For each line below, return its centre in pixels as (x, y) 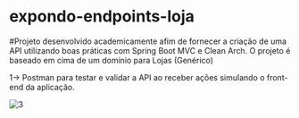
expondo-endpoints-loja (102, 17)
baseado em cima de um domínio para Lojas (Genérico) (112, 60)
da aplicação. (50, 87)
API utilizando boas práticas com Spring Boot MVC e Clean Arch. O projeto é (150, 50)
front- (277, 77)
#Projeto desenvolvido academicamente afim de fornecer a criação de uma (148, 41)
